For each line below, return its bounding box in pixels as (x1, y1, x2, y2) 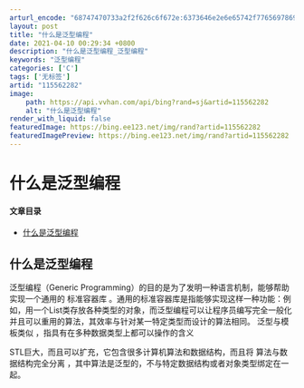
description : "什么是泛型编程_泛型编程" (9, 47, 149, 56)
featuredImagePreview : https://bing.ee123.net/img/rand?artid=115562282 (9, 131, 290, 141)
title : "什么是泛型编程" (9, 30, 93, 39)
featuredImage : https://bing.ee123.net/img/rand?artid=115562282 (9, 123, 261, 132)
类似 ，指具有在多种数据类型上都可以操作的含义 (16, 327, 195, 338)
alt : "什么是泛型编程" (25, 106, 102, 115)
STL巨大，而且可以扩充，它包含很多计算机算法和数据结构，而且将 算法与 (9, 346, 280, 358)
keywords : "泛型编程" (9, 55, 86, 64)
